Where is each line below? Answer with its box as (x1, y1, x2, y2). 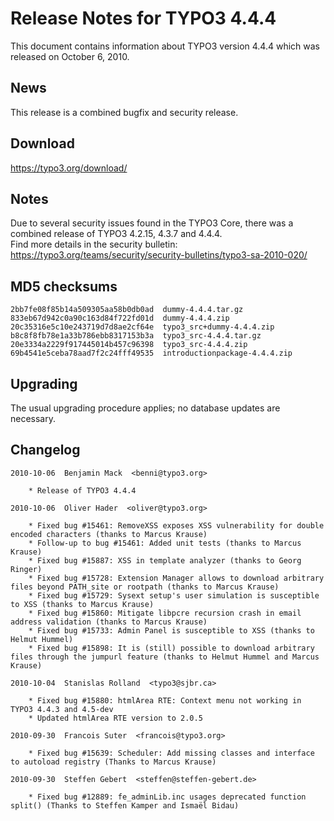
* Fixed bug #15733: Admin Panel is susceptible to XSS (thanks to (28, 625, 315, 636)
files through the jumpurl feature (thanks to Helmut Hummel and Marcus (10, 652, 320, 662)
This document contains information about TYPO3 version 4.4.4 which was (10, 40, 320, 52)
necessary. (10, 413, 57, 424)
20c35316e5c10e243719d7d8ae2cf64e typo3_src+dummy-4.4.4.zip (10, 322, 275, 332)
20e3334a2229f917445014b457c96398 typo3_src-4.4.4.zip (10, 340, 248, 350)
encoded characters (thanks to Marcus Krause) (10, 529, 208, 539)
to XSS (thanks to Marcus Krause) (10, 599, 155, 609)
